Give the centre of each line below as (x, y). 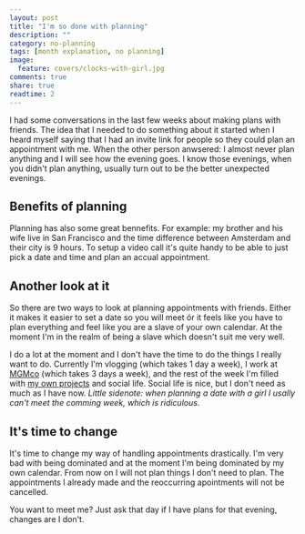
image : (22, 60)
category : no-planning (52, 43)
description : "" (40, 35)
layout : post (34, 18)
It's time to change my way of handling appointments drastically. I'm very (147, 453)
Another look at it (60, 286)
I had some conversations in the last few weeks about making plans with (145, 120)
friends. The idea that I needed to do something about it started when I (142, 129)
